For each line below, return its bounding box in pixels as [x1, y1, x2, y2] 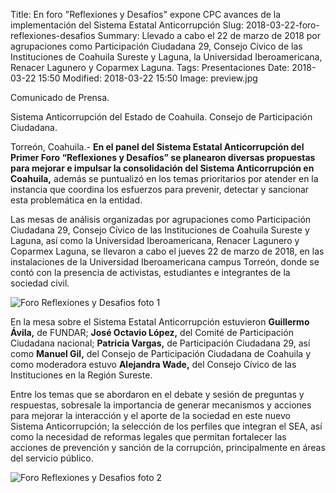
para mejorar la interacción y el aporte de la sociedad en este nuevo [10, 410, 291, 421]
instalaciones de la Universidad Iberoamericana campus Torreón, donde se [10, 256, 320, 268]
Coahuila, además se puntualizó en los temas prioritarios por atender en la [10, 173, 319, 184]
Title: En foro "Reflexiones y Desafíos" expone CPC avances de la [10, 9, 282, 20]
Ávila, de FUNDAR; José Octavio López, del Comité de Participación [10, 327, 294, 338]
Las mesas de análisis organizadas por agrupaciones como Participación [10, 214, 312, 225]
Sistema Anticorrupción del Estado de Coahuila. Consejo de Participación [10, 111, 313, 123]
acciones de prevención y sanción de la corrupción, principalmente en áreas [10, 442, 326, 453]
